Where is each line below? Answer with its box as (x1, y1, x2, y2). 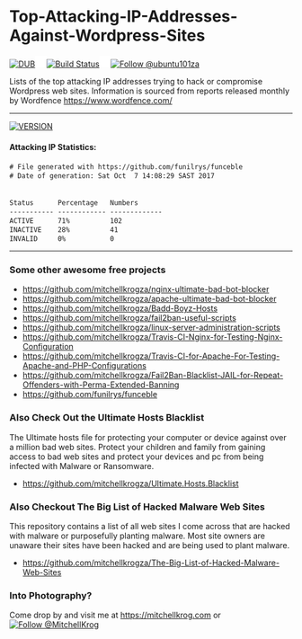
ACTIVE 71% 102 (9, 217, 123, 226)
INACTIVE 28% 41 (9, 226, 119, 235)
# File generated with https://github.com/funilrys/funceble (9, 163, 244, 172)
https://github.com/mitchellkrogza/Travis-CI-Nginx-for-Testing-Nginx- (22, 332, 283, 342)
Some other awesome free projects (9, 263, 166, 276)
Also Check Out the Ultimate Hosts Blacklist (9, 412, 205, 424)
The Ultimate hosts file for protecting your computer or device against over (9, 431, 287, 442)
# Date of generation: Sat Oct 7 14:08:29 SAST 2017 (9, 172, 216, 181)
